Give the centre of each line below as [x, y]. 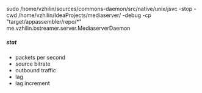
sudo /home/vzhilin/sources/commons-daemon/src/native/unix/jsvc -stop [99, 9]
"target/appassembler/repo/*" [44, 22]
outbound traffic [35, 70]
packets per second [40, 57]
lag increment [32, 83]
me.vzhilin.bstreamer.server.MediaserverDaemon [68, 28]
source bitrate [33, 64]
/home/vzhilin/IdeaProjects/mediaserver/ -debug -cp [85, 15]
